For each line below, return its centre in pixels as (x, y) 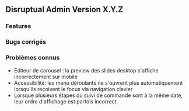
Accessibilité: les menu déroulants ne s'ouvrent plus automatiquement (98, 83)
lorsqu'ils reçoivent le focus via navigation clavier (73, 89)
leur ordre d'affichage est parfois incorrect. (66, 101)
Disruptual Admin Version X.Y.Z (64, 10)
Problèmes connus (33, 58)
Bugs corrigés (26, 42)
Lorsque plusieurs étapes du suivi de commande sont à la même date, (98, 95)
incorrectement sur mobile (46, 77)
